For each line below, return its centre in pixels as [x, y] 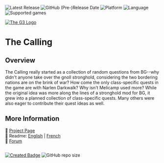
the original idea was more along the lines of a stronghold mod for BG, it [78, 93]
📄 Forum [14, 141]
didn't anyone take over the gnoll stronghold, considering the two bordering [82, 77]
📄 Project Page [20, 131]
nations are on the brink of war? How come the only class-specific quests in [82, 82]
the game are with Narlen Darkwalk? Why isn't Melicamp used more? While [81, 88]
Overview [20, 60]
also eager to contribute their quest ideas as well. [55, 103]
